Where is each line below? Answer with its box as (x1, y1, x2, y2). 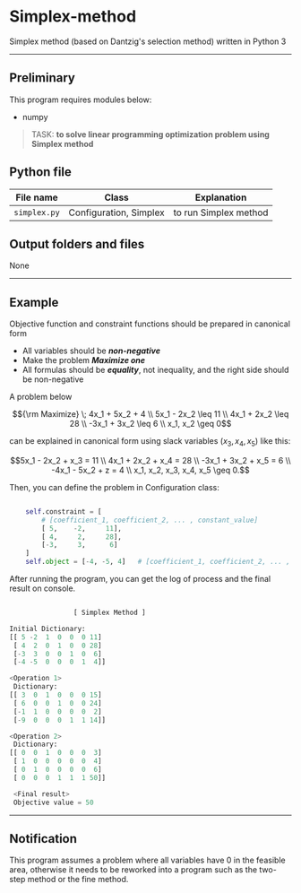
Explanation (194, 191, 247, 204)
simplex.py (13, 207, 60, 217)
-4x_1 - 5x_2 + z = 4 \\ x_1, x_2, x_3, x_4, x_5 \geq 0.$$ (51, 464, 250, 475)
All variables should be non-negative (21, 345, 161, 356)
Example (9, 294, 59, 310)
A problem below (9, 392, 73, 403)
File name (15, 191, 58, 204)
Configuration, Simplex (68, 206, 165, 219)
